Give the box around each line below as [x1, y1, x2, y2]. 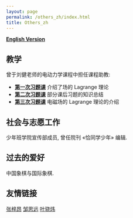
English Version [6, 36, 46, 43]
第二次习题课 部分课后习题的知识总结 [14, 91, 104, 98]
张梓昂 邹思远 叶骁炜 [6, 205, 56, 212]
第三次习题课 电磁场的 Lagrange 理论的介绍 [14, 98, 120, 105]
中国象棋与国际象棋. [6, 169, 54, 177]
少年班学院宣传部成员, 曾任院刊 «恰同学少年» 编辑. [6, 134, 128, 141]
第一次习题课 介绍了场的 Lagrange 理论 [14, 84, 110, 91]
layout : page [6, 8, 38, 15]
